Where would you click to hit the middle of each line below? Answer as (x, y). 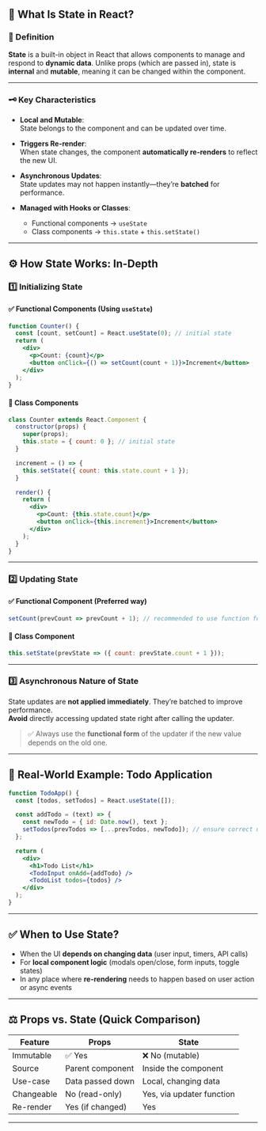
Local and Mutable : (52, 120)
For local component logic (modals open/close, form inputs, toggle (129, 962)
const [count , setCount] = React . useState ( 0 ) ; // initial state (123, 333)
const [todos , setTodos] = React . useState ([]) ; (95, 800)
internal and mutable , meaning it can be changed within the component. (127, 71)
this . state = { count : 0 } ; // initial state (99, 442)
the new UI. (38, 160)
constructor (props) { (51, 427)
